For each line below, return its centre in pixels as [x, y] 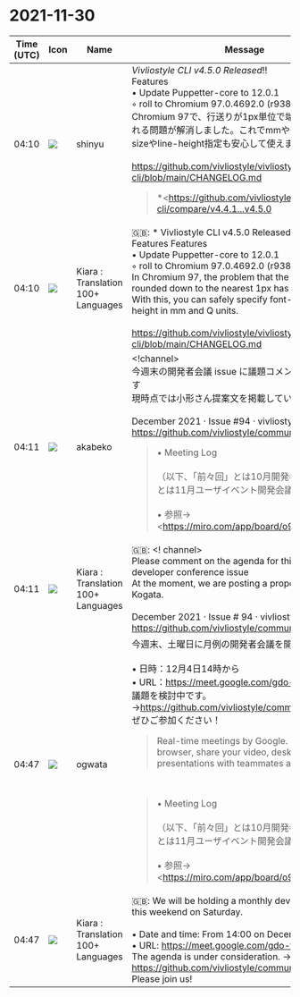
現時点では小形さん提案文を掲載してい [212, 398]
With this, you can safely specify [200, 299]
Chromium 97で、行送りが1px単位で [208, 116]
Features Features [170, 243]
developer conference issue [190, 571]
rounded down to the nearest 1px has [210, 288]
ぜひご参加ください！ [176, 720]
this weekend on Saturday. [187, 911]
